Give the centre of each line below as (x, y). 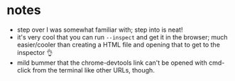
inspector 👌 (35, 52)
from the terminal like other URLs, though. (94, 70)
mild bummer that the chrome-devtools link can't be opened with (112, 63)
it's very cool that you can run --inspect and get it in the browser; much (122, 37)
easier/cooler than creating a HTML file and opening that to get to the (119, 44)
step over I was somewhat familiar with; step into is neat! (100, 30)
